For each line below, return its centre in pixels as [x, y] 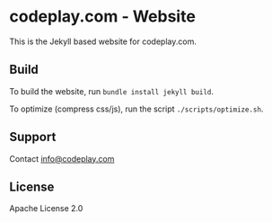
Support [33, 137]
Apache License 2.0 [46, 209]
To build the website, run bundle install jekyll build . [111, 91]
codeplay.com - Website [102, 17]
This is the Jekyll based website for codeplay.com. [103, 41]
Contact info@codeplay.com [62, 158]
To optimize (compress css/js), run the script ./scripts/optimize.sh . [136, 109]
